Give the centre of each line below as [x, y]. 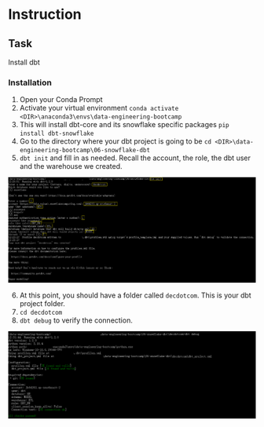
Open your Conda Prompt [61, 100]
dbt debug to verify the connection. [76, 320]
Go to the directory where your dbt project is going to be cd [115, 141]
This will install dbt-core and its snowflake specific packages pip [124, 125]
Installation [30, 82]
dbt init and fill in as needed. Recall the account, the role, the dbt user [135, 158]
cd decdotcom [41, 312]
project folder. [42, 303]
